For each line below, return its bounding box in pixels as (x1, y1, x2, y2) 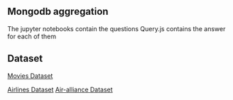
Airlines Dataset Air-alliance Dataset (7, 85, 113, 94)
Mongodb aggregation (7, 6, 109, 18)
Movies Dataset (7, 71, 53, 80)
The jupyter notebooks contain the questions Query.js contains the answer (7, 24, 226, 33)
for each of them (7, 32, 57, 40)
